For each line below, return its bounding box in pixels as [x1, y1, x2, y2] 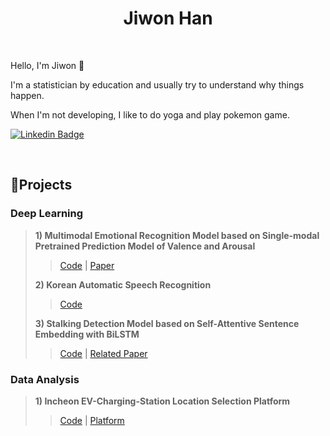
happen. [10, 89, 45, 101]
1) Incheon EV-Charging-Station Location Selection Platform [34, 395, 291, 407]
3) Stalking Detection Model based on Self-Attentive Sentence [34, 317, 300, 329]
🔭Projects [10, 177, 73, 194]
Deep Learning [10, 207, 84, 221]
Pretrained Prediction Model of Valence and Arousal [34, 240, 256, 252]
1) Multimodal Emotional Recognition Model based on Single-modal [34, 229, 320, 241]
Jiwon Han [123, 7, 213, 30]
